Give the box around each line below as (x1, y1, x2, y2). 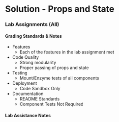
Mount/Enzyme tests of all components (19, 75, 99, 81)
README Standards (19, 96, 60, 102)
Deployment (12, 80, 37, 86)
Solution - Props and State (5, 3, 115, 15)
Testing (12, 70, 28, 76)
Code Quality (12, 54, 39, 60)
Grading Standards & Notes (5, 33, 62, 39)
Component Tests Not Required (19, 101, 84, 107)
